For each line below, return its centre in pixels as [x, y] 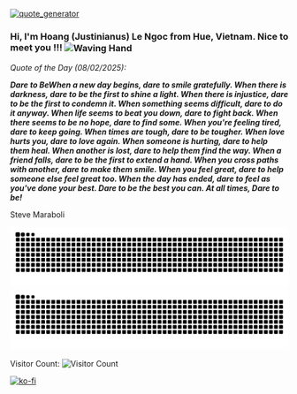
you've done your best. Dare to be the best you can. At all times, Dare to [145, 188]
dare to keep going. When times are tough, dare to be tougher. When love [148, 132]
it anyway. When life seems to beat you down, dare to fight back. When [144, 113]
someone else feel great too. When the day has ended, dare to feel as [140, 178]
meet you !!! [36, 47]
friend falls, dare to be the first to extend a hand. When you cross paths [145, 160]
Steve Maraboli [38, 214]
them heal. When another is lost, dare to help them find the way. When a [146, 150]
